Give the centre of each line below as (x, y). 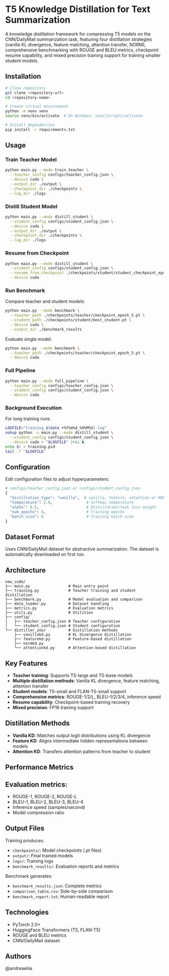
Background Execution (33, 408)
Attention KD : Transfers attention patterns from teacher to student (81, 752)
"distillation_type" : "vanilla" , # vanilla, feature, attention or (83, 498)
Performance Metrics (39, 767)
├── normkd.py (29, 644)
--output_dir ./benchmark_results (46, 329)
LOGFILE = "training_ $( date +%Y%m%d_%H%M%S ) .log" (56, 428)
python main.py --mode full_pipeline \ (47, 381)
